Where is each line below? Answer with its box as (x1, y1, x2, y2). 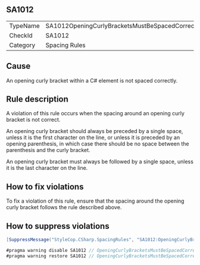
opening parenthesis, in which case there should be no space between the (6, 140, 189, 147)
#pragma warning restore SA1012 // (6, 253, 95, 259)
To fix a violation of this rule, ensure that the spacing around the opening (6, 197, 185, 204)
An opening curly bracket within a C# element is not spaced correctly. (6, 77, 178, 84)
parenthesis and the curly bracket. (6, 147, 90, 154)
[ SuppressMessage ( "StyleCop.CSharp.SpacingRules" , (6, 237, 135, 243)
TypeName (9, 21, 40, 30)
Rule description (6, 94, 68, 105)
